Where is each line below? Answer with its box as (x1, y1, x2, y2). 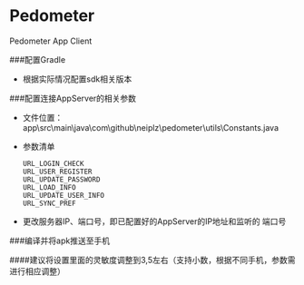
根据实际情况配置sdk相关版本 (22, 74, 132, 84)
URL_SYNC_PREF (22, 199, 76, 208)
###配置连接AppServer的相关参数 (9, 93, 137, 103)
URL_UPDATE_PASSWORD (22, 174, 101, 184)
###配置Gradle (9, 54, 66, 64)
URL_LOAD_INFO (22, 182, 76, 192)
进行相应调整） (9, 265, 65, 277)
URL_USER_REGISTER (22, 167, 93, 176)
